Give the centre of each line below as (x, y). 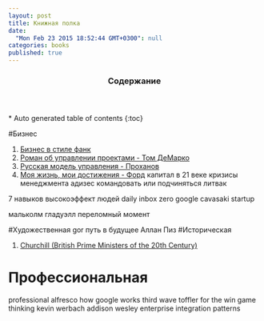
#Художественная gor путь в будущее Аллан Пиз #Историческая (120, 230)
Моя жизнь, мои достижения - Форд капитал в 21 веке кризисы (129, 175)
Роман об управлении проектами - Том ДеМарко (105, 158)
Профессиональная (78, 278)
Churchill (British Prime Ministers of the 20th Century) (108, 245)
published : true (35, 53)
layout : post (30, 16)
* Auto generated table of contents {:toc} (76, 118)
